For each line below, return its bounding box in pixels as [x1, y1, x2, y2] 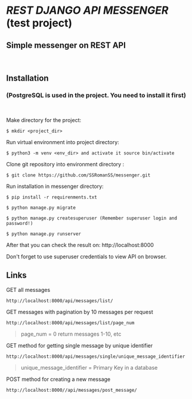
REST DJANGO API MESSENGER [6, 4, 169, 17]
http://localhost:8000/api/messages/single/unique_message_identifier [6, 354, 185, 360]
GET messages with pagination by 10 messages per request [6, 308, 153, 315]
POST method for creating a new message [6, 375, 111, 383]
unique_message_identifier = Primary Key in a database [20, 364, 158, 371]
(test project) [6, 16, 73, 30]
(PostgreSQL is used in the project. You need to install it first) [6, 91, 187, 99]
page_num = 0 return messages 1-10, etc [20, 330, 122, 337]
